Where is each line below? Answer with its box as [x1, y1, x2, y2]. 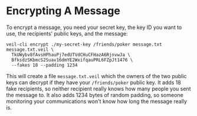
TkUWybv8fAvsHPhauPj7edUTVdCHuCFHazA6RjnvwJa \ [11, 51, 131, 57]
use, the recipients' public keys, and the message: [6, 30, 128, 37]
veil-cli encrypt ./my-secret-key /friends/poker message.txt [6, 41, 162, 47]
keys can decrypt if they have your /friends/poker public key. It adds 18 [6, 79, 181, 86]
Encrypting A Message [6, 4, 121, 18]
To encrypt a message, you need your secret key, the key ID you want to [6, 24, 182, 31]
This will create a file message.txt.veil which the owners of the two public [6, 72, 187, 79]
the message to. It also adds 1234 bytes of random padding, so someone [6, 91, 184, 98]
